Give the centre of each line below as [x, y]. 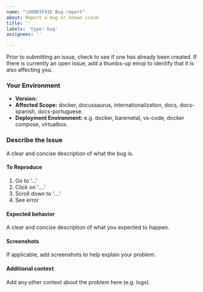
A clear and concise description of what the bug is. [70, 153]
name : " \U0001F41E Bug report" [46, 12]
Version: [26, 99]
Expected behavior [31, 214]
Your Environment [33, 85]
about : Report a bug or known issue [52, 18]
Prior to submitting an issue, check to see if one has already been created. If [101, 57]
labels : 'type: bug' [32, 29]
